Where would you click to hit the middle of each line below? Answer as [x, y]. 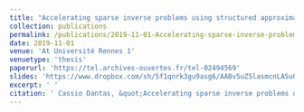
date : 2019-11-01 [42, 43]
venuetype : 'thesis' [48, 60]
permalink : [30, 34]
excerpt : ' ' [34, 85]
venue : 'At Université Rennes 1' [72, 51]
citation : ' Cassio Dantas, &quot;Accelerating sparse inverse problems [149, 93]
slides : [24, 77]
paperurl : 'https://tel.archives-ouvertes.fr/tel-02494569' [125, 69]
